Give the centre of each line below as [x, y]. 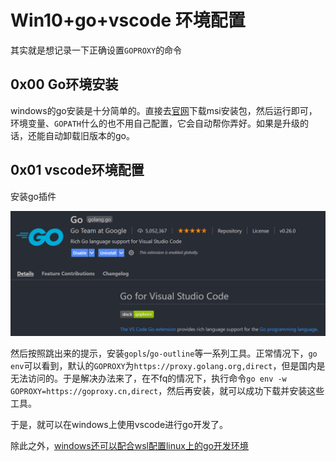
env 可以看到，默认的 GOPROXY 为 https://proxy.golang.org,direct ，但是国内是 [168, 366]
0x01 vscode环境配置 [77, 170]
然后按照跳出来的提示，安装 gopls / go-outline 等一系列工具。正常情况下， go [164, 353]
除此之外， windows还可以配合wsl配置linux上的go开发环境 [129, 446]
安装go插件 [33, 196]
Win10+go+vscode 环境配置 [128, 20]
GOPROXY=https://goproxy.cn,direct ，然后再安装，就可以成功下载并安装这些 [167, 391]
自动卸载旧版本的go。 [89, 135]
